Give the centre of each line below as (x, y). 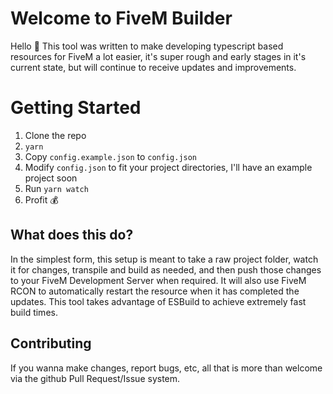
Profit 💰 (41, 199)
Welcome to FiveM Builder (121, 18)
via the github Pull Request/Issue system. (95, 378)
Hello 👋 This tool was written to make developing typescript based (147, 46)
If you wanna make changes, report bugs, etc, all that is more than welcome (166, 368)
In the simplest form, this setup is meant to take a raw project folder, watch (164, 259)
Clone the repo (55, 135)
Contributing (51, 343)
